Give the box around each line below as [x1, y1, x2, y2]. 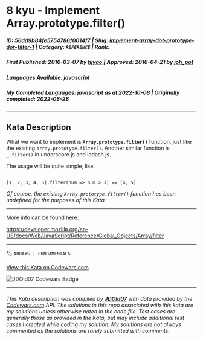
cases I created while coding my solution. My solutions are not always [6, 321, 182, 328]
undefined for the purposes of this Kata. [6, 197, 106, 204]
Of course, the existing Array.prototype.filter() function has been [6, 190, 176, 197]
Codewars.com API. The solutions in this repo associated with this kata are [6, 301, 194, 309]
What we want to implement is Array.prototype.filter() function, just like [6, 138, 192, 146]
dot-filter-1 [6, 43, 34, 50]
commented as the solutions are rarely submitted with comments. [6, 327, 170, 334]
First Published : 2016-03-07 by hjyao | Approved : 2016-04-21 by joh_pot [6, 59, 194, 66]
